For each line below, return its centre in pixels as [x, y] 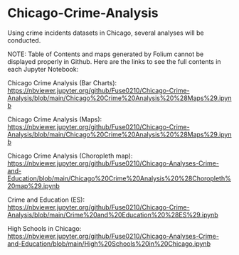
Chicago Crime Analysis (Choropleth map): [70, 156]
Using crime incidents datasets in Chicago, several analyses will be [106, 33]
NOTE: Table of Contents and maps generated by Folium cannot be [106, 54]
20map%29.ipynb [34, 185]
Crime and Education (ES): [46, 200]
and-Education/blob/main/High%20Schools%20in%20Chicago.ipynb [109, 244]
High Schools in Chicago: [44, 228]
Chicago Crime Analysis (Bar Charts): [62, 82]
